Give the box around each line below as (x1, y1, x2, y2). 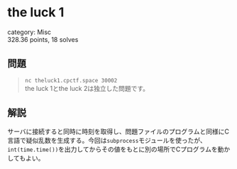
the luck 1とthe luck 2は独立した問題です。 (24, 84, 150, 92)
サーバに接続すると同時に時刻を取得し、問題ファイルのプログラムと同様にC (7, 127, 229, 136)
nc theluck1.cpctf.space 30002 (24, 77, 118, 84)
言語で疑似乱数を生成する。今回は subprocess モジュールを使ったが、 (7, 136, 207, 144)
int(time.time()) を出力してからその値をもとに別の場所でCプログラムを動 (7, 145, 224, 153)
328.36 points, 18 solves (7, 35, 79, 43)
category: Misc (7, 28, 52, 36)
